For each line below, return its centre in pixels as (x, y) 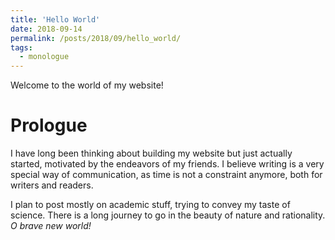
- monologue (44, 57)
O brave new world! (51, 226)
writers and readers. (52, 185)
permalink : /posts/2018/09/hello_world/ (96, 38)
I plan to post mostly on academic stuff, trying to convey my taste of (150, 205)
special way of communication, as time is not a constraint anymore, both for (166, 175)
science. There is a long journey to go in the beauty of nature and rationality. (168, 215)
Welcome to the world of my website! (87, 85)
